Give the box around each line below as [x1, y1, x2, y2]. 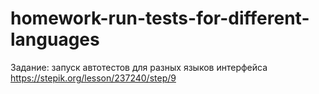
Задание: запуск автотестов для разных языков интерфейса [10, 61, 268, 73]
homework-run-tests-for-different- [10, 7, 310, 30]
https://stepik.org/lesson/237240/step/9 [10, 72, 177, 84]
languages [10, 28, 100, 51]
